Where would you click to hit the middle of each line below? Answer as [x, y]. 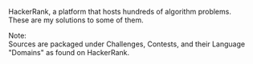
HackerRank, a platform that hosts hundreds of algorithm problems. [120, 12]
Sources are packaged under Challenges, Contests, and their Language [127, 44]
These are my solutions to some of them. [76, 20]
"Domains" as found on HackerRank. [69, 52]
